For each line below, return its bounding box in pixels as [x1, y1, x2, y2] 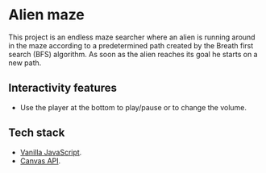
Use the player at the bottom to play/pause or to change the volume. [19, 102, 247, 112]
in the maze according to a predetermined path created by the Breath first [8, 40, 254, 50]
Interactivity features [8, 81, 118, 95]
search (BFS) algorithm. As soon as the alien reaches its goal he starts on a [8, 49, 258, 59]
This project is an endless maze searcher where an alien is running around [8, 32, 256, 42]
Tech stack [8, 126, 65, 140]
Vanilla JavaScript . [19, 147, 82, 157]
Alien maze [8, 6, 85, 24]
